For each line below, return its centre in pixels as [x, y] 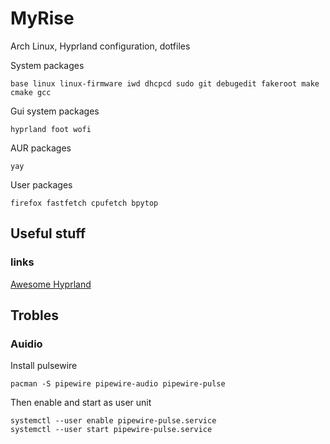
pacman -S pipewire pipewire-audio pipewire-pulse [118, 384]
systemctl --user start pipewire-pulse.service [111, 430]
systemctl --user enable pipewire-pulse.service [113, 421]
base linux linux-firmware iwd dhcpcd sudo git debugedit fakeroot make [165, 83]
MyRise [42, 18]
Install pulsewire [44, 366]
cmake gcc [31, 92]
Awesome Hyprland [51, 284]
